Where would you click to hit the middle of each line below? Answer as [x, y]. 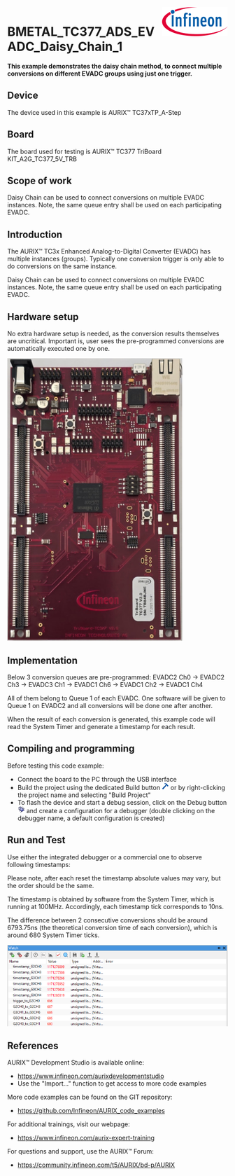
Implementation [43, 660]
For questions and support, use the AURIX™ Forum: [80, 1151]
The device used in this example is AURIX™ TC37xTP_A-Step [94, 112]
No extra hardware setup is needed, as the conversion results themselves [113, 333]
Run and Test [36, 840]
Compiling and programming [71, 749]
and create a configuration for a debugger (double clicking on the [121, 810]
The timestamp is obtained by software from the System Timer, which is [111, 899]
